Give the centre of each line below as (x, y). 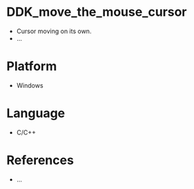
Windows (30, 85)
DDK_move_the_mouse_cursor (97, 12)
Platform (32, 67)
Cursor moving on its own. (54, 31)
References (40, 160)
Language (36, 113)
